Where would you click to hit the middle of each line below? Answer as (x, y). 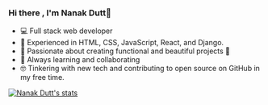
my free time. (42, 78)
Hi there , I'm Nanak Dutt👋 (60, 13)
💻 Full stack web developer (66, 31)
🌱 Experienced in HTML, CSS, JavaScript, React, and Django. (122, 43)
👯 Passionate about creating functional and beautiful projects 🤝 (125, 51)
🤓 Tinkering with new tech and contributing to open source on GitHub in (140, 69)
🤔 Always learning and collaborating (80, 60)
